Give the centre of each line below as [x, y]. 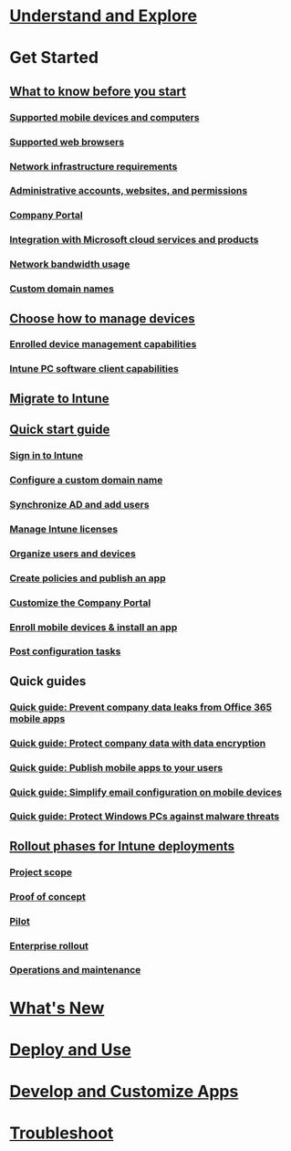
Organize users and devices [73, 554]
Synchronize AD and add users [79, 504]
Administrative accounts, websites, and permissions [129, 191]
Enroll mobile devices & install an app [94, 627]
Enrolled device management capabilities [103, 344]
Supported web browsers [67, 142]
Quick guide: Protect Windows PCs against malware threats [145, 817]
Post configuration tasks [65, 651]
